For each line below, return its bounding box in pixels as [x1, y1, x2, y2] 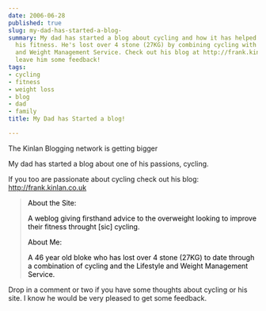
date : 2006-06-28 [8, 11, 66, 20]
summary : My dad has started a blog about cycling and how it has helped [8, 33, 257, 42]
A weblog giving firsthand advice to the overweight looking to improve [27, 213, 257, 223]
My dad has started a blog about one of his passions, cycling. [8, 159, 209, 168]
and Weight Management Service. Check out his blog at [15, 48, 200, 56]
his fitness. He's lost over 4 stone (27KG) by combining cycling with [15, 41, 257, 49]
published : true [8, 19, 62, 27]
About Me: [27, 237, 63, 247]
